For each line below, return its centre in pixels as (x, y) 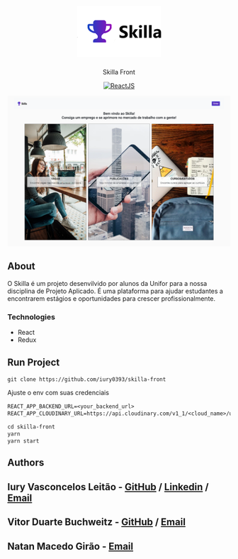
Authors (26, 463)
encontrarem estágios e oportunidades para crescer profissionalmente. (112, 298)
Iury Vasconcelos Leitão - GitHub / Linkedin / (108, 487)
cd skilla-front (31, 427)
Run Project (34, 362)
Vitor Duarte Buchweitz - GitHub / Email (97, 522)
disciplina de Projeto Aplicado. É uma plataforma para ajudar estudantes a (115, 291)
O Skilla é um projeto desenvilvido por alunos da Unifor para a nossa (107, 283)
